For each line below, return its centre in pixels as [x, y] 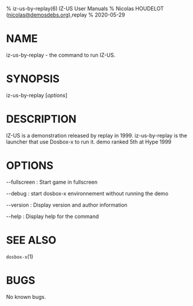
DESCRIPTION [41, 119]
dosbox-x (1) [20, 256]
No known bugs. [26, 297]
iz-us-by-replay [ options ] [37, 95]
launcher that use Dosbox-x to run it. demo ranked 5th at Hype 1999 [89, 142]
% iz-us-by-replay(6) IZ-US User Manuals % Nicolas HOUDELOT [85, 9]
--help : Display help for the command [53, 216]
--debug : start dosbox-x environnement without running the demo [87, 193]
